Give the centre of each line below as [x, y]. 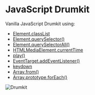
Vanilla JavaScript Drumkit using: [40, 24]
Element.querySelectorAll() [41, 44]
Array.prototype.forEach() [40, 77]
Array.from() [26, 72]
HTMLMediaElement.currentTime [48, 50]
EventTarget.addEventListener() [46, 61]
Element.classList [31, 33]
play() [19, 55]
